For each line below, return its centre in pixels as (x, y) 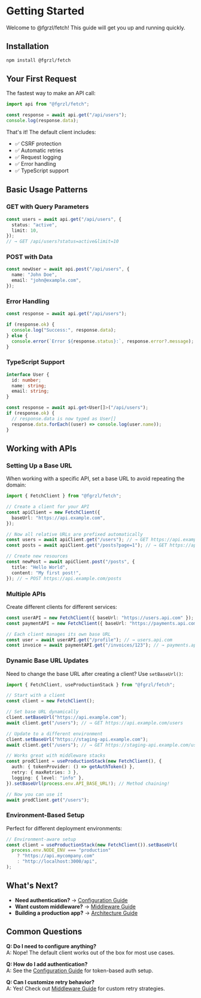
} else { (17, 336)
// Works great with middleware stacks (56, 756)
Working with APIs (41, 448)
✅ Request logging (38, 157)
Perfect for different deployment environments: (64, 828)
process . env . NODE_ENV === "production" (61, 850)
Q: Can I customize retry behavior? (50, 982)
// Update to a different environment (54, 734)
